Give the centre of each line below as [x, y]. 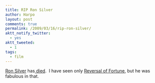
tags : [11, 52]
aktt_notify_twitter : [28, 33]
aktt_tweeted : [20, 43]
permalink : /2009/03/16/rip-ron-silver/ [48, 29]
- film [17, 57]
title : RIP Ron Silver [29, 10]
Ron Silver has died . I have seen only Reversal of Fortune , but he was [78, 71]
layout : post [19, 19]
